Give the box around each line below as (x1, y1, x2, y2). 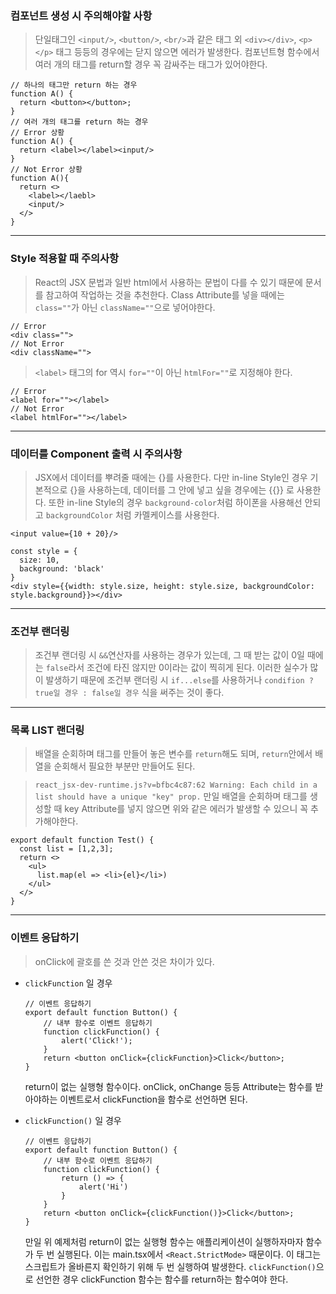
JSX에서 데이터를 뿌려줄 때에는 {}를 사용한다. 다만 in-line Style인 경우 (34, 471, 308, 483)
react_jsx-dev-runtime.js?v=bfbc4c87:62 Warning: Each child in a (34, 780, 318, 791)
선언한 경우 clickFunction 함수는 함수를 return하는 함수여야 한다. (35, 1273, 289, 1285)
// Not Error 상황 (10, 165, 83, 175)
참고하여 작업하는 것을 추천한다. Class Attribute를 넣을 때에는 (45, 288, 285, 301)
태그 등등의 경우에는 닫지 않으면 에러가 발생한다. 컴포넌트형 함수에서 (55, 46, 320, 58)
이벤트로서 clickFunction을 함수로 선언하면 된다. (59, 1093, 248, 1105)
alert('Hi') (78, 1182, 129, 1192)
